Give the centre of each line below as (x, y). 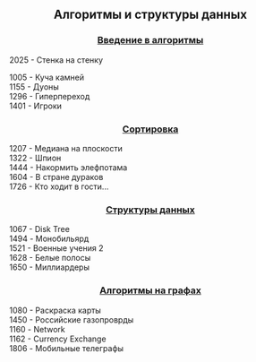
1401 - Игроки (36, 106)
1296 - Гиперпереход (50, 96)
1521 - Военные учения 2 (57, 248)
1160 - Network (37, 329)
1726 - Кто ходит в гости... (59, 186)
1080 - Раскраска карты (55, 310)
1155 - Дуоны (34, 86)
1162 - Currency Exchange (58, 339)
